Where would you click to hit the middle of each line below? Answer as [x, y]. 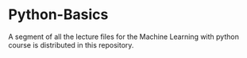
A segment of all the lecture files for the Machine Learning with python [124, 37]
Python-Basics [58, 15]
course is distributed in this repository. [71, 44]
